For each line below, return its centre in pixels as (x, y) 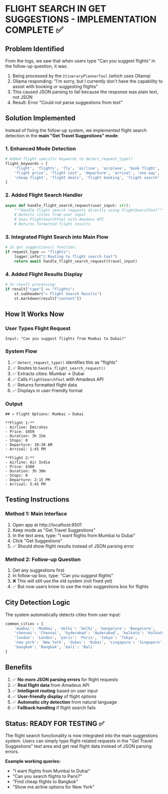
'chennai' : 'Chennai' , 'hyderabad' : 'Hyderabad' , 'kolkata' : (79, 633)
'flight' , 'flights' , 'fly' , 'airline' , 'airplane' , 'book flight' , (87, 168)
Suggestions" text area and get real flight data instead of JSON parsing (78, 746)
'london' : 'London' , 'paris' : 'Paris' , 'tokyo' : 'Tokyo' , (76, 638)
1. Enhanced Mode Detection (41, 148)
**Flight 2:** (20, 458)
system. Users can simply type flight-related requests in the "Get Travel (79, 741)
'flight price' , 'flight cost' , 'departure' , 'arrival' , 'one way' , (87, 173)
